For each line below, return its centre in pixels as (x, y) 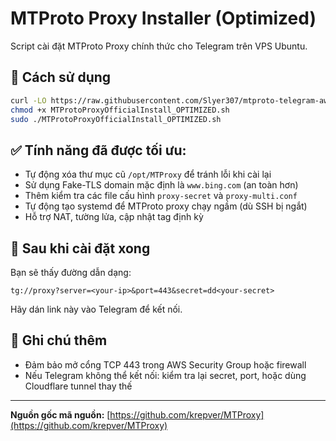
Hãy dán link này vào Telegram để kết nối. (96, 309)
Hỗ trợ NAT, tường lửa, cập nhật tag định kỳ (114, 217)
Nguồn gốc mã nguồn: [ (60, 414)
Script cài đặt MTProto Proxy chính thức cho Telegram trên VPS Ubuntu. (159, 46)
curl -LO (28, 100)
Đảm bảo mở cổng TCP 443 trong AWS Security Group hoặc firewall (165, 364)
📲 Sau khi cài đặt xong (80, 248)
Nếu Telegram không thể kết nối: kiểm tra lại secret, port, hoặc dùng (165, 375)
